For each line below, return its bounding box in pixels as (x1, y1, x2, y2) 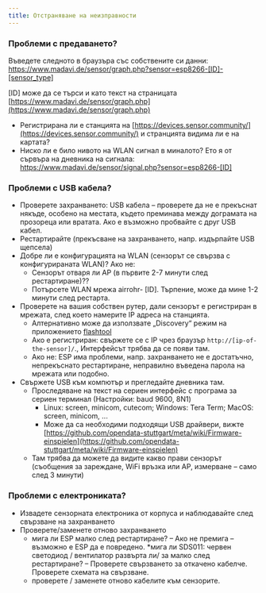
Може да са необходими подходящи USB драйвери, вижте (43, 420, 245, 429)
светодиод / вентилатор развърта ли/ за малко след (31, 550, 210, 560)
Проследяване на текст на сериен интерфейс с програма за (31, 386, 237, 395)
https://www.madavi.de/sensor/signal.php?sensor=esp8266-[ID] (19, 162, 233, 171)
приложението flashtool (31, 327, 113, 337)
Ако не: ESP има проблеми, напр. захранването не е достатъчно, (31, 352, 254, 362)
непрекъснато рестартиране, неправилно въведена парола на (31, 360, 245, 370)
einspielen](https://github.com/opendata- (43, 437, 180, 446)
